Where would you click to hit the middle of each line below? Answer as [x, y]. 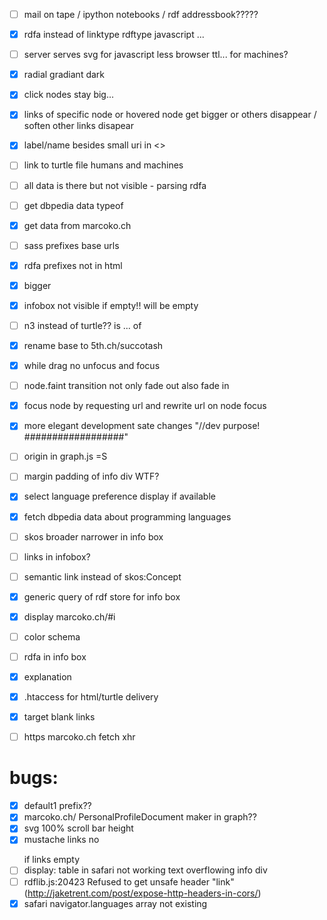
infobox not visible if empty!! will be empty [111, 305]
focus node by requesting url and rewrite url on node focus [145, 406]
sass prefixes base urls [71, 245]
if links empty [52, 860]
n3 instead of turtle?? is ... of [82, 325]
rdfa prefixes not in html [73, 265]
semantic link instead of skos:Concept [102, 576]
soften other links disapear [79, 126]
